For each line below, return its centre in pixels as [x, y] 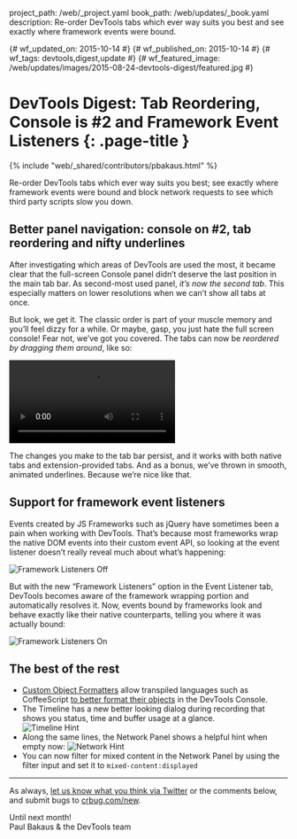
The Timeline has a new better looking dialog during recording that [143, 709]
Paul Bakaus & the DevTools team [70, 827]
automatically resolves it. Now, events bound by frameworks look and [136, 605]
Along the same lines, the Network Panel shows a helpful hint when [145, 737]
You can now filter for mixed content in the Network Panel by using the [151, 756]
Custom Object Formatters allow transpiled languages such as [135, 690]
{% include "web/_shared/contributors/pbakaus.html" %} [114, 165]
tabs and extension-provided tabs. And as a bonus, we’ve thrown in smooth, [148, 465]
